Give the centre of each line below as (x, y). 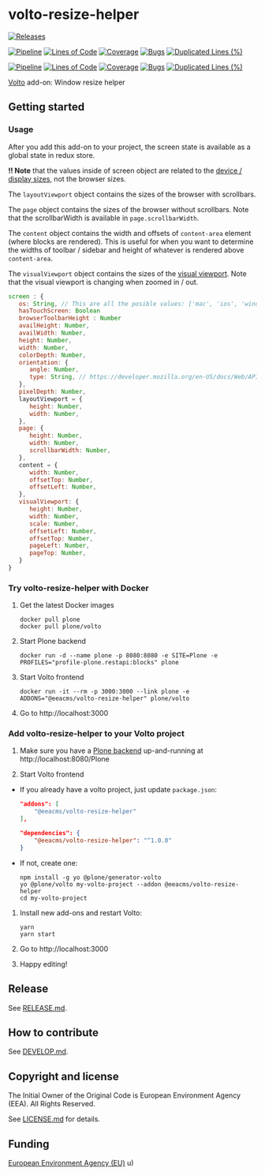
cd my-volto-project (53, 898)
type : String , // (58, 377)
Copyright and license (64, 1076)
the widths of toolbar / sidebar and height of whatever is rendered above (126, 249)
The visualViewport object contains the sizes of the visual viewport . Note (127, 273)
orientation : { (43, 362)
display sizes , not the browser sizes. (67, 178)
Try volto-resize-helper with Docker (78, 588)
